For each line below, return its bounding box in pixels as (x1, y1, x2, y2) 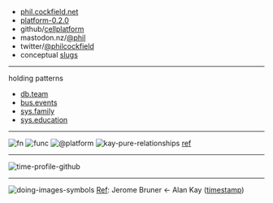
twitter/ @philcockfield (19, 41, 95, 51)
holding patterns (8, 73, 63, 83)
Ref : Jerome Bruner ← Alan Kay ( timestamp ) (96, 185, 245, 194)
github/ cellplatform (19, 24, 84, 33)
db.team (19, 89, 49, 98)
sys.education (19, 115, 68, 124)
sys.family (19, 106, 55, 116)
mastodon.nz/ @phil (19, 32, 86, 42)
